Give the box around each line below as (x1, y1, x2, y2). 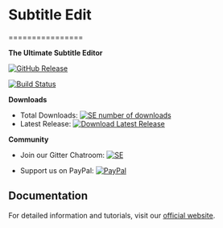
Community (8, 135, 49, 144)
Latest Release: (19, 118, 72, 128)
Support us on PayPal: (19, 165, 94, 175)
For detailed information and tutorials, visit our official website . (8, 210, 216, 220)
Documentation (8, 189, 89, 203)
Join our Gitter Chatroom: (19, 150, 105, 160)
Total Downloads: (19, 110, 78, 120)
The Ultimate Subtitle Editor (8, 48, 103, 57)
